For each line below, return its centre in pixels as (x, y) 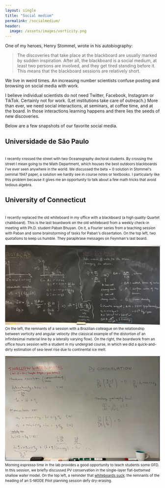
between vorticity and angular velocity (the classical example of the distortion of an (75, 334)
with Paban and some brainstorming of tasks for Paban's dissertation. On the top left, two (81, 233)
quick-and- (147, 344)
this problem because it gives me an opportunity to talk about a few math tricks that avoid (81, 180)
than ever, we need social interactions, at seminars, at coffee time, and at (79, 106)
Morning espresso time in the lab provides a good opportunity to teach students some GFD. (82, 465)
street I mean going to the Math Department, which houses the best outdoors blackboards (81, 164)
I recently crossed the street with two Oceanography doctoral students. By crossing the (79, 159)
